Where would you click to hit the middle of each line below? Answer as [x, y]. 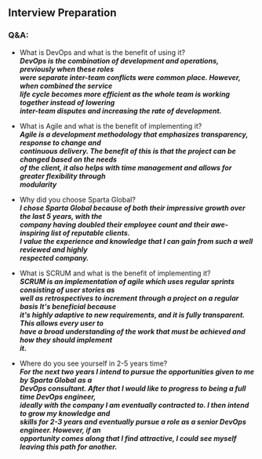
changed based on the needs [68, 159]
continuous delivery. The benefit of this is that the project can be [128, 151]
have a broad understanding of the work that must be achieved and [132, 331]
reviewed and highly [53, 250]
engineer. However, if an [60, 430]
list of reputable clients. [91, 233]
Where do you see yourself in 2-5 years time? [93, 363]
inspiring [34, 233]
